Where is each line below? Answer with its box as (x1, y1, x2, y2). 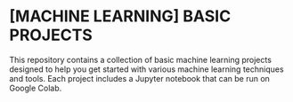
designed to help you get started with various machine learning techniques (9, 64, 284, 75)
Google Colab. (9, 82, 62, 93)
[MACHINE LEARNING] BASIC (9, 6, 232, 27)
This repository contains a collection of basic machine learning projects (9, 54, 272, 65)
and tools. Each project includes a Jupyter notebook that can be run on (9, 73, 270, 83)
